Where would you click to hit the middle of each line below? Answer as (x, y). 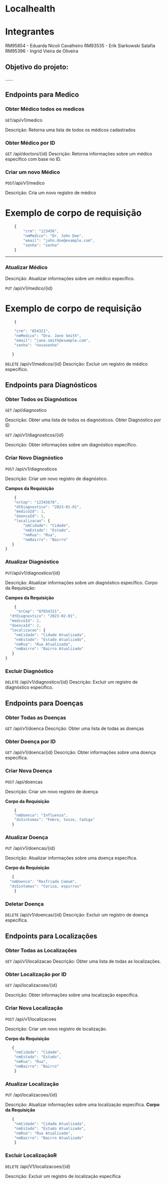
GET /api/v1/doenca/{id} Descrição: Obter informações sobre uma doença (80, 753)
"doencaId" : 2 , (25, 626)
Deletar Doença (24, 904)
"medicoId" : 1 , (30, 512)
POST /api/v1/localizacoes (31, 1019)
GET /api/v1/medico (24, 120)
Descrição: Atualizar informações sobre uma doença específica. (71, 858)
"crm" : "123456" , (41, 231)
